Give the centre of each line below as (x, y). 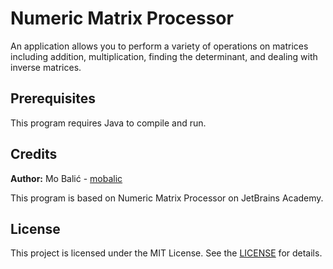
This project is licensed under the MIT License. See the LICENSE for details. (166, 253)
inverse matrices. (46, 67)
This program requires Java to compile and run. (108, 123)
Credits (34, 154)
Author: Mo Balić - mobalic (66, 178)
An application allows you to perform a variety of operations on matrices (159, 46)
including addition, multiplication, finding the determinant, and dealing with (164, 56)
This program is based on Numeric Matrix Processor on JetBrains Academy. (167, 198)
